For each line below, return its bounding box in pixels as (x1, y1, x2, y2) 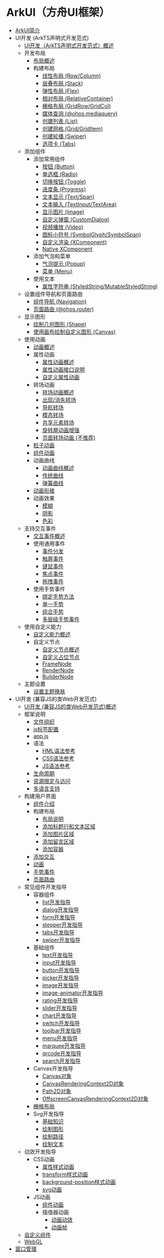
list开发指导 (42, 898, 71, 905)
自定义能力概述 (33, 631, 71, 638)
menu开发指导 (42, 1034, 78, 1041)
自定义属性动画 (42, 373, 80, 381)
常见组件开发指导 (24, 883, 67, 890)
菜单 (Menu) (42, 267, 73, 275)
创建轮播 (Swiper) (42, 133, 87, 140)
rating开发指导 (42, 997, 79, 1004)
